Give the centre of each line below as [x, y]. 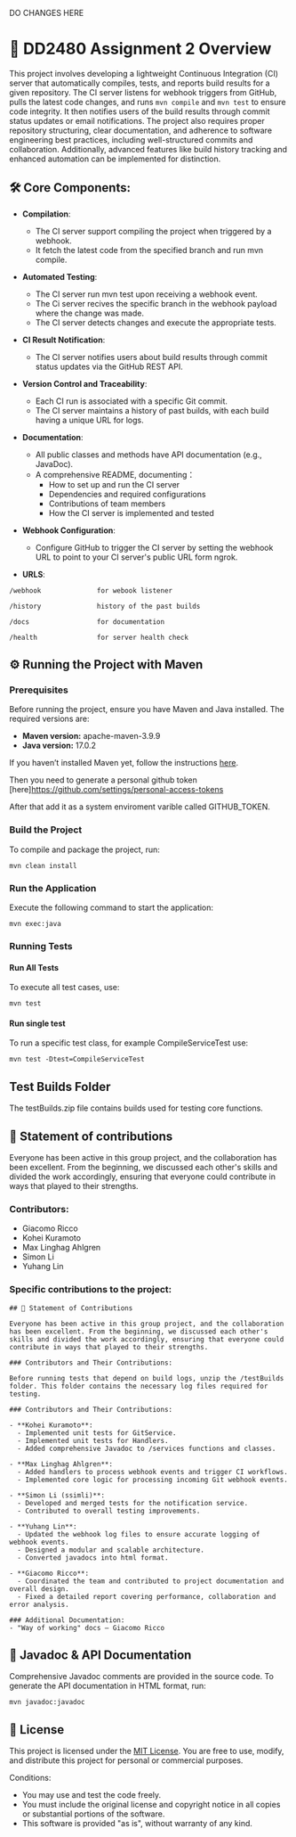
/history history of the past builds [105, 606]
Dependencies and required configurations [127, 494]
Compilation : [46, 214]
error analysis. [39, 1604]
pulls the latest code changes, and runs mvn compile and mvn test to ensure [148, 102]
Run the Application [53, 888]
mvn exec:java [36, 924]
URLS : [34, 574]
